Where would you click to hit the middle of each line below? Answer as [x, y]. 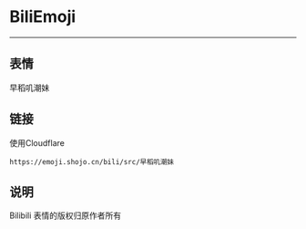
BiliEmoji [43, 17]
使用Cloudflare [37, 142]
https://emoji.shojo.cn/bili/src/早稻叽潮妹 [92, 161]
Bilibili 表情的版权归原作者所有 [66, 215]
